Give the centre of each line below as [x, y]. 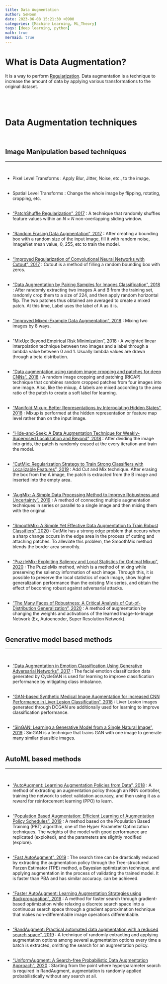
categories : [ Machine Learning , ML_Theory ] [51, 24]
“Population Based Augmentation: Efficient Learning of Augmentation [83, 816]
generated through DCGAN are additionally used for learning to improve [86, 707]
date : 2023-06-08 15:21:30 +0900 [40, 19]
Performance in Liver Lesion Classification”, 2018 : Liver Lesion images [85, 702]
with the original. [30, 510]
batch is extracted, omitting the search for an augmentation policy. [81, 945]
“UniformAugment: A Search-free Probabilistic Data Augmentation [80, 960]
